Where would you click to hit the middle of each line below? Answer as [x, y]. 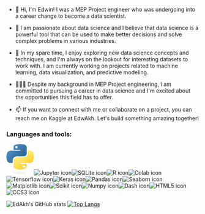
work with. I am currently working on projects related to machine [97, 66]
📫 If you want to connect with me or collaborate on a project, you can [103, 109]
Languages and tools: [39, 134]
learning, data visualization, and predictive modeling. [82, 72]
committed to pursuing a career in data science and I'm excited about [103, 91]
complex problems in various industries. [65, 41]
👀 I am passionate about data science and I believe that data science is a [107, 28]
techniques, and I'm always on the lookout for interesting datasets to [102, 59]
